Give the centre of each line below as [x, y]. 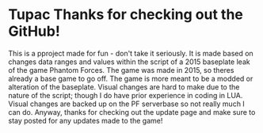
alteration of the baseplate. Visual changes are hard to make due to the [124, 87]
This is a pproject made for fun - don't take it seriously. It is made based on [131, 53]
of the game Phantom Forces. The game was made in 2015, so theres [121, 70]
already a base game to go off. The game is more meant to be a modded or [131, 78]
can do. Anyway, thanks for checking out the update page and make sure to [132, 112]
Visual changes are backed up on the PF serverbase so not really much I [127, 104]
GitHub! [34, 31]
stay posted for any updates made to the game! [86, 120]
